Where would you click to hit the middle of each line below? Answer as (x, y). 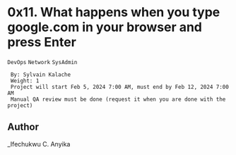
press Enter (42, 42)
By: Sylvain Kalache (41, 75)
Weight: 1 (25, 81)
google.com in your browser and (105, 27)
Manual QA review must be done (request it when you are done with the (118, 99)
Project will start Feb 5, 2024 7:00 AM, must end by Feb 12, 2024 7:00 (120, 87)
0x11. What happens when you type (114, 12)
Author (23, 127)
